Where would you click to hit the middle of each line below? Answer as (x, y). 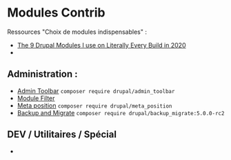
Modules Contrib (56, 13)
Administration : (42, 74)
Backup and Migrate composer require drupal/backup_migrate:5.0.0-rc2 (121, 112)
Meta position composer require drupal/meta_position (94, 106)
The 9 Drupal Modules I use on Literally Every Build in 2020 (101, 45)
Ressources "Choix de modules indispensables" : (77, 32)
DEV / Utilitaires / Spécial (62, 135)
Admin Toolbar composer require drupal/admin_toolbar (96, 90)
